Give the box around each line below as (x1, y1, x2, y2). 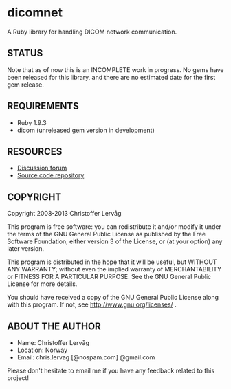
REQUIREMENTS (7, 100, 79, 112)
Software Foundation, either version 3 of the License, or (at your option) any (7, 237, 223, 245)
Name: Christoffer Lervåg (16, 339, 89, 346)
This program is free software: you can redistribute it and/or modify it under (7, 223, 221, 231)
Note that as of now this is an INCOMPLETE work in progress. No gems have (7, 65, 224, 74)
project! (7, 374, 30, 382)
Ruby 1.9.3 (16, 118, 47, 126)
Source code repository (16, 171, 85, 179)
